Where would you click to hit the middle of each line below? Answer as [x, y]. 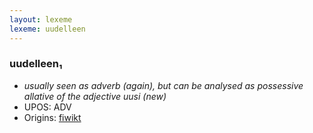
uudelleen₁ [36, 64]
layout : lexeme [41, 19]
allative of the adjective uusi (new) [95, 96]
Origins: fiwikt [52, 117]
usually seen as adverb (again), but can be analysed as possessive [163, 85]
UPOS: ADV [47, 107]
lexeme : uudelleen [47, 29]
